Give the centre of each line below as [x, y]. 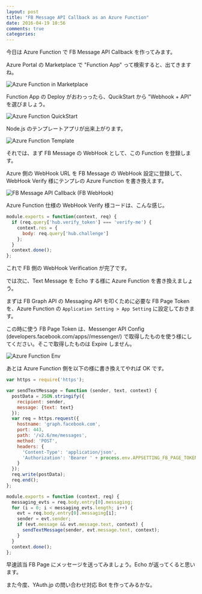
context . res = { [38, 228]
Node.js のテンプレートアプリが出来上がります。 [66, 129]
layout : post [23, 12]
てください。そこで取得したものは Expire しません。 [71, 344]
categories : [21, 34]
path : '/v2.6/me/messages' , [52, 435]
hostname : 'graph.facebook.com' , [59, 424]
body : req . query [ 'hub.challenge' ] [66, 233]
